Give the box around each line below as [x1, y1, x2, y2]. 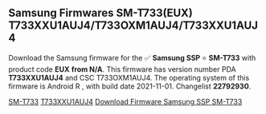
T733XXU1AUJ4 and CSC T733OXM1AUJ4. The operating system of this [8, 73, 250, 82]
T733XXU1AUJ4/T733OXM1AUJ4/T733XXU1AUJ [8, 19, 259, 33]
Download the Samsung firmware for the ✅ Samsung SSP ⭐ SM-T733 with [8, 53, 256, 62]
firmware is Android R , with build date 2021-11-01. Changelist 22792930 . [8, 81, 252, 91]
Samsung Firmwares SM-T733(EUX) [8, 6, 193, 20]
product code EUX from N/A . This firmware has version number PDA [8, 64, 236, 74]
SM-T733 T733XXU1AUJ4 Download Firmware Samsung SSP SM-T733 [8, 96, 243, 106]
